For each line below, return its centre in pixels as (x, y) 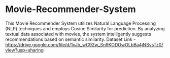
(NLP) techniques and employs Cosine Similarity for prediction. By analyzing (85, 28)
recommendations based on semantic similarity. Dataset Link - (71, 39)
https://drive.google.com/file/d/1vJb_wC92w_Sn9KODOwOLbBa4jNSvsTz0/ (84, 44)
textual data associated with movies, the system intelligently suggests (78, 34)
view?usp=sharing (25, 50)
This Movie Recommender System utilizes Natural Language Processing (81, 23)
